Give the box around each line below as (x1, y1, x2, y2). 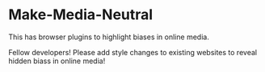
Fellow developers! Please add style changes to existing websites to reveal (8, 47, 257, 57)
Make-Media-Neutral (8, 6, 154, 24)
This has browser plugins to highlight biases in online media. (8, 32, 210, 42)
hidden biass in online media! (8, 56, 106, 66)
